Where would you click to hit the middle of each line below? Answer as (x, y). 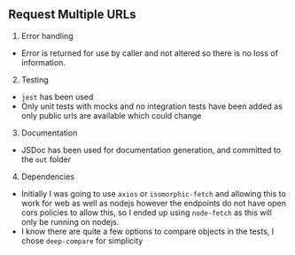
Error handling (47, 35)
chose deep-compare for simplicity (82, 240)
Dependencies (48, 176)
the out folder (46, 159)
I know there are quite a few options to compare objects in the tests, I (147, 231)
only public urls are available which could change (111, 115)
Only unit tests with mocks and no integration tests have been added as (151, 106)
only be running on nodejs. (70, 221)
